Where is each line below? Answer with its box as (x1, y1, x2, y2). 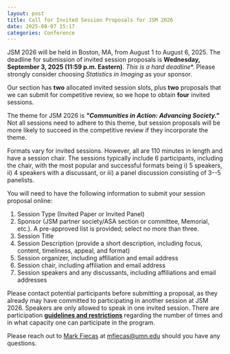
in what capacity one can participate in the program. (7, 318, 156, 327)
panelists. (7, 176, 35, 185)
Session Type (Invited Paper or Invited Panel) (16, 210, 146, 218)
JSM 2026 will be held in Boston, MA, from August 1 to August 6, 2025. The (7, 48, 221, 56)
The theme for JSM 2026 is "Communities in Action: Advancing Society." (7, 112, 220, 120)
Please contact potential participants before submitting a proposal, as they (7, 289, 218, 298)
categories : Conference (7, 29, 76, 37)
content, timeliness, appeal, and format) (16, 247, 130, 255)
